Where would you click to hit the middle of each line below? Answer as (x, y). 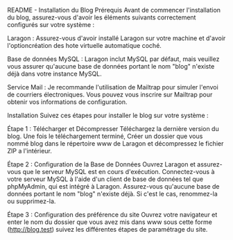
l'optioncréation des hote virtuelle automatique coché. (84, 45)
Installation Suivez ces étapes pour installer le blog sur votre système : (108, 115)
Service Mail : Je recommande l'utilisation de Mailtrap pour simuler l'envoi (113, 87)
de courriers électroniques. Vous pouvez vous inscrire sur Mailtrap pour (110, 94)
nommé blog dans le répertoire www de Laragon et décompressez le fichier (115, 144)
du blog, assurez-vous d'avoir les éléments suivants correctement (102, 17)
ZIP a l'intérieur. (29, 151)
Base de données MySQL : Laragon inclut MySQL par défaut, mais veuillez (113, 59)
